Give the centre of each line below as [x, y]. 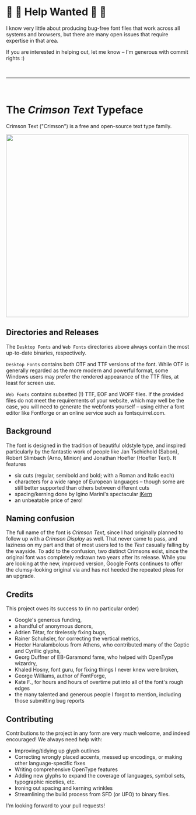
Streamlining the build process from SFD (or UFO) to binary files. [92, 794]
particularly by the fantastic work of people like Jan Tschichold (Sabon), [92, 451]
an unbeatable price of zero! [48, 500]
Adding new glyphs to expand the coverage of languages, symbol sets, [100, 775]
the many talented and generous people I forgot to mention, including [98, 694]
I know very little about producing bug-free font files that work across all [93, 28]
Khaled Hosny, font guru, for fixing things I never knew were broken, [97, 670]
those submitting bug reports [49, 701]
